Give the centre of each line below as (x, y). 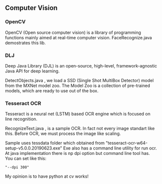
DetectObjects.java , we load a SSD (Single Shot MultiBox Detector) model (80, 80)
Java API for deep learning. (32, 71)
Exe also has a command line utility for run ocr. (110, 148)
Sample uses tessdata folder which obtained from (55, 143)
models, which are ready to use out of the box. (52, 91)
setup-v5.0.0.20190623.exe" (34, 148)
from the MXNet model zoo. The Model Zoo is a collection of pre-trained (78, 85)
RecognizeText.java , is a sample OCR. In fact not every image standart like (80, 129)
